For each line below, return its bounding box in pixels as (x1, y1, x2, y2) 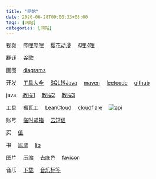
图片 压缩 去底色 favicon (6, 154, 81, 161)
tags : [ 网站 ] (6, 19, 36, 25)
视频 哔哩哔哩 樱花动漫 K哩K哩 (6, 42, 95, 49)
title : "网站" (6, 8, 39, 15)
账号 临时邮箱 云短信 (6, 117, 66, 124)
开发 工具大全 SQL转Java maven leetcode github (6, 79, 150, 86)
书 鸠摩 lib (6, 141, 41, 148)
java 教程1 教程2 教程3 (6, 92, 75, 99)
